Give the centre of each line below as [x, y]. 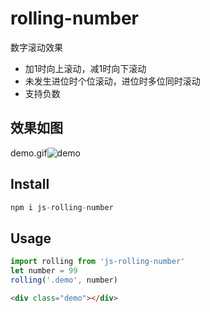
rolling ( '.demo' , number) [64, 280]
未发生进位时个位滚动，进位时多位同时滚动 [112, 81]
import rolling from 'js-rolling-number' [98, 262]
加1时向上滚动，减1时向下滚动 [85, 68]
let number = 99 [44, 271]
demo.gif [29, 153]
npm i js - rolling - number [62, 207]
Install [30, 184]
